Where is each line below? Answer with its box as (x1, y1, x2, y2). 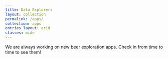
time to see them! (5, 49, 42, 55)
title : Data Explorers (5, 7, 53, 12)
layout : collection (5, 12, 46, 17)
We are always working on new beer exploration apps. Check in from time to (5, 44, 163, 50)
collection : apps (5, 21, 42, 26)
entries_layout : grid (5, 26, 51, 31)
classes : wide (5, 30, 35, 35)
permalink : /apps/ (5, 16, 44, 21)
